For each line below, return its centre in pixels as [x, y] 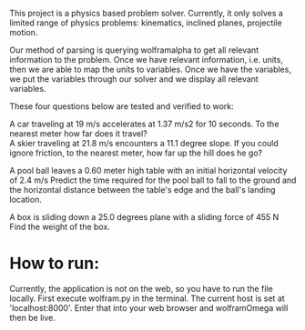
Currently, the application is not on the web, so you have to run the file [141, 288]
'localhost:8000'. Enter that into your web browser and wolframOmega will [149, 307]
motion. [24, 32]
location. [26, 200]
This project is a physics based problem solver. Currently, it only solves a [147, 13]
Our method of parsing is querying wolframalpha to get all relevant [134, 50]
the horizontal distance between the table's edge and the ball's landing [142, 190]
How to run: [55, 264]
